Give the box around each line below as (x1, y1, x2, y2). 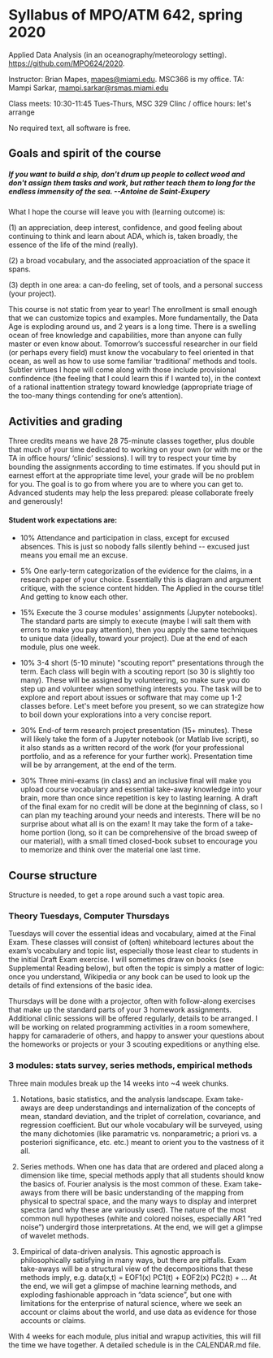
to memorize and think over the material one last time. (19, 845, 201, 855)
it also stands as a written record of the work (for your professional (19, 743, 245, 753)
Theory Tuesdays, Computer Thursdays (8, 910, 171, 922)
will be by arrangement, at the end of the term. (19, 760, 177, 770)
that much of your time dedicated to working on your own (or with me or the (8, 445, 262, 454)
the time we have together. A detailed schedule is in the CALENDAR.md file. (8, 1339, 262, 1350)
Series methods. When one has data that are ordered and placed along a (19, 1161, 264, 1171)
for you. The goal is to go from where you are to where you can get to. (8, 479, 244, 489)
